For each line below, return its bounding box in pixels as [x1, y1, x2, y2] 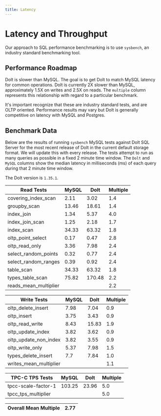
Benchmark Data [5, 126, 57, 135]
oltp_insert [7, 313, 32, 320]
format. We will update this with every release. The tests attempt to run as [5, 150, 154, 156]
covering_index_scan [7, 195, 56, 202]
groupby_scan [7, 203, 40, 209]
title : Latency [5, 7, 36, 12]
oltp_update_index [7, 328, 50, 335]
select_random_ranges [7, 258, 60, 265]
